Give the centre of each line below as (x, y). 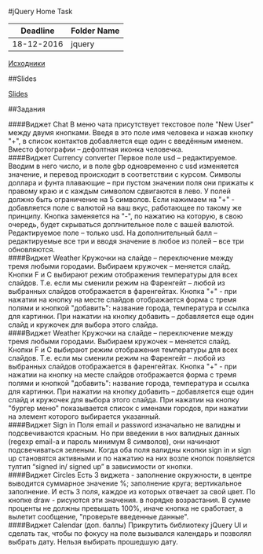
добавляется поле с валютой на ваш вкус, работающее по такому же (125, 208)
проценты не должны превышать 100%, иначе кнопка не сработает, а (126, 508)
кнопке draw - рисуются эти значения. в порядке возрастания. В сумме (130, 500)
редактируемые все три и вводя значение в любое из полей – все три (126, 241)
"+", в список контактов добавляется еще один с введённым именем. (126, 141)
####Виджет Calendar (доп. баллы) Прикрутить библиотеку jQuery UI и (128, 525)
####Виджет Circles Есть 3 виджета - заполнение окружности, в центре (130, 475)
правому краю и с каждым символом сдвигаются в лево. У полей (120, 191)
